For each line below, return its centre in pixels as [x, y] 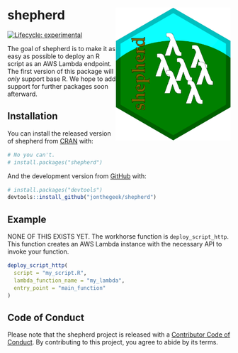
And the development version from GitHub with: [77, 176]
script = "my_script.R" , [50, 273]
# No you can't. [31, 155]
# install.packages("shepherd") [55, 162]
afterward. [22, 94]
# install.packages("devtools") [55, 190]
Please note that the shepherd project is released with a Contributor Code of [119, 335]
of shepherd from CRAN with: [50, 141]
